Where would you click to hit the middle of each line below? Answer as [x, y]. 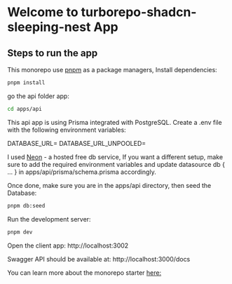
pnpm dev [20, 232]
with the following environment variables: [67, 130]
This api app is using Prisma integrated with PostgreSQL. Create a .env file [115, 122]
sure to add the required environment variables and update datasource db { [116, 164]
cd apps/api [25, 109]
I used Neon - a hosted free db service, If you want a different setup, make [115, 157]
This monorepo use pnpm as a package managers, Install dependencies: [112, 70]
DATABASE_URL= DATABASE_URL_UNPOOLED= [77, 143]
